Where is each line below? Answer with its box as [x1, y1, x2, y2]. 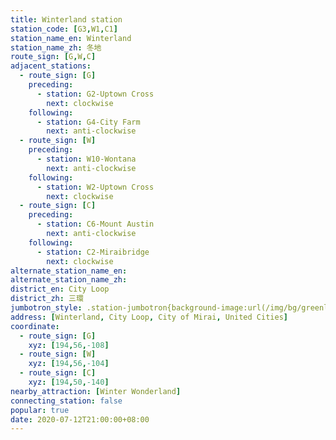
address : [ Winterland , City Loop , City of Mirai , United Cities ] [10, 312, 288, 322]
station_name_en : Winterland [10, 33, 132, 43]
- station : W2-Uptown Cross [36, 182, 155, 192]
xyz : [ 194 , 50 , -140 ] [28, 377, 110, 387]
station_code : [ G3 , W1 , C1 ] [10, 24, 118, 34]
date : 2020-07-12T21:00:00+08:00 [10, 414, 150, 425]
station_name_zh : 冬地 [10, 42, 102, 53]
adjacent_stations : [10, 61, 92, 71]
